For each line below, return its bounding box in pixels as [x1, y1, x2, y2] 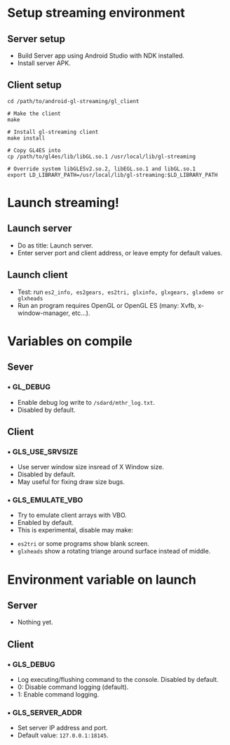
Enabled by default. [17, 518, 74, 527]
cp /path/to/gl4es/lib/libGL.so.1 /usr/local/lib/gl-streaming [7, 153, 196, 160]
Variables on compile [7, 333, 133, 349]
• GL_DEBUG [7, 382, 51, 392]
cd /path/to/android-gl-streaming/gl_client [7, 98, 140, 105]
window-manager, [17, 309, 70, 317]
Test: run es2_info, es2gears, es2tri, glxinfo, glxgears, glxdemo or [17, 288, 224, 296]
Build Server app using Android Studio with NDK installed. [17, 51, 184, 60]
